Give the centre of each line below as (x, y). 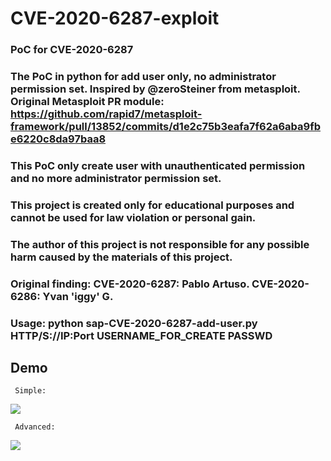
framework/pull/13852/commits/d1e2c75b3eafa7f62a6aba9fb (166, 127)
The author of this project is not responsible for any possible (160, 244)
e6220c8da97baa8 (58, 139)
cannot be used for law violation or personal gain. (133, 217)
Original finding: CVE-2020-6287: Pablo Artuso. (130, 284)
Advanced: (35, 427)
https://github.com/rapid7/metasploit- (106, 114)
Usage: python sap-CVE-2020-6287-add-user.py (134, 323)
